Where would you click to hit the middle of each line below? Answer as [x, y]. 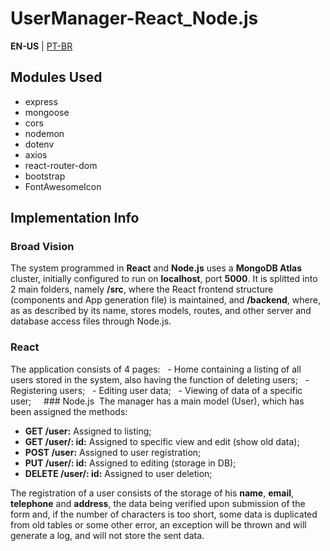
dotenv [39, 144]
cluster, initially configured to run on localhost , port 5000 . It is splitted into [164, 279]
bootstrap [45, 176]
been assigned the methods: [69, 411]
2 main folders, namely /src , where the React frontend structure [142, 289]
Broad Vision [42, 247]
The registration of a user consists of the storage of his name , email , [152, 493]
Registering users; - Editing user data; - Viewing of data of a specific [156, 390]
